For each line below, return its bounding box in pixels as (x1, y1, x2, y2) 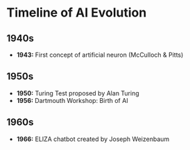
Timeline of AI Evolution (6, 5, 147, 21)
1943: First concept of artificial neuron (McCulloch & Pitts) (16, 50, 184, 59)
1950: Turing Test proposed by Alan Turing (16, 88, 139, 97)
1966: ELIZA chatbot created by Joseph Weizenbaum (16, 135, 170, 143)
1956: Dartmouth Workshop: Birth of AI (16, 96, 129, 104)
